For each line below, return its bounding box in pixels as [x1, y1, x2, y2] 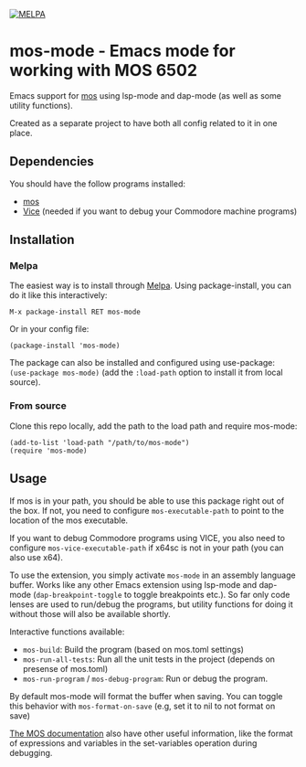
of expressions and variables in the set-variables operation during [9, 737, 258, 749]
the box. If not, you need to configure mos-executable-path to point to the [9, 505, 285, 516]
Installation [9, 232, 75, 248]
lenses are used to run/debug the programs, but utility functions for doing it [9, 599, 294, 610]
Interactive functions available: [9, 626, 125, 637]
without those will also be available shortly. [9, 608, 171, 619]
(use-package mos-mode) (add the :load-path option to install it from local [9, 367, 283, 378]
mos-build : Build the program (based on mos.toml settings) [22, 644, 245, 655]
